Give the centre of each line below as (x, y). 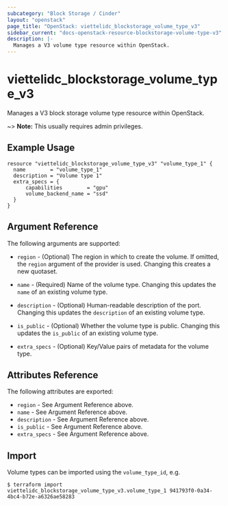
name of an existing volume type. (62, 292)
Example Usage (41, 148)
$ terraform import (35, 485)
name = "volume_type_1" (58, 170)
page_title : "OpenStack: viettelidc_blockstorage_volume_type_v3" (104, 26)
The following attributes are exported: (60, 391)
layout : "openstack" (37, 20)
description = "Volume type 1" (58, 176)
